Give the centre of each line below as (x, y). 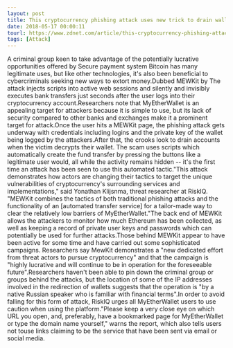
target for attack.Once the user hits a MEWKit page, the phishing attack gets (116, 125)
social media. (26, 338)
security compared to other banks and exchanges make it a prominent (107, 118)
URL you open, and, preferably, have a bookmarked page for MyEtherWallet (115, 316)
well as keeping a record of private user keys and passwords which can (110, 228)
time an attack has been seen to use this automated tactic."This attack (107, 170)
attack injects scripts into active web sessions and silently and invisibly (109, 89)
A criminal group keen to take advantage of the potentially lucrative (103, 59)
